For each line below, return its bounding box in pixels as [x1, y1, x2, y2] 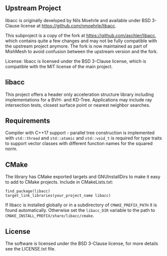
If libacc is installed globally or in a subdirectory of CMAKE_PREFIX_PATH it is [5, 202, 157, 208]
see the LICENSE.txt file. [5, 246, 56, 252]
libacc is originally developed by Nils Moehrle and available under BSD [5, 17, 151, 23]
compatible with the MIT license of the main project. [5, 63, 113, 69]
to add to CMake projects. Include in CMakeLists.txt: [5, 179, 113, 185]
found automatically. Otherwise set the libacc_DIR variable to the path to [5, 207, 155, 213]
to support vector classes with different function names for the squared [5, 141, 153, 147]
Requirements [5, 116, 50, 125]
